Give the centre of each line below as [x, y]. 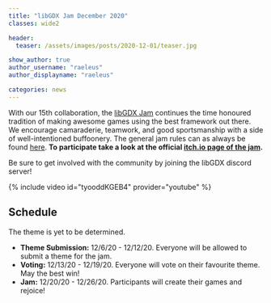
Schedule [33, 212]
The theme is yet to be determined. [67, 232]
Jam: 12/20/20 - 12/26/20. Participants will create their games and [131, 282]
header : [21, 38]
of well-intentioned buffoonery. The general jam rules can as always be [127, 138]
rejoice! [33, 290]
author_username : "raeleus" [56, 68]
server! [20, 171]
